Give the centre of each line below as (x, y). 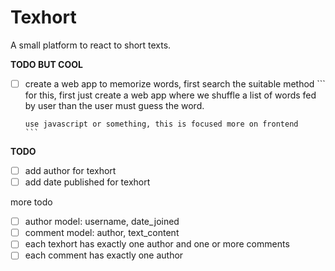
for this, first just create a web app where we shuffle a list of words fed (170, 95)
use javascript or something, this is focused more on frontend (161, 124)
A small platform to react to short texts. (91, 45)
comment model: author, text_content (102, 233)
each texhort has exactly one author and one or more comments (157, 244)
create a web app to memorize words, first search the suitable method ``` (175, 83)
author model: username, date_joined (102, 222)
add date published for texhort (87, 182)
